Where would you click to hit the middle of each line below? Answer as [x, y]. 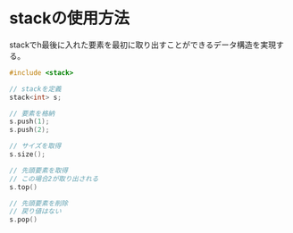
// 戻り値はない [35, 212]
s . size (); [28, 154]
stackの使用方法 [70, 18]
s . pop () [24, 220]
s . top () [24, 187]
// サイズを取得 [35, 146]
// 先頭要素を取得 [39, 171]
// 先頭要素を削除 [39, 203]
